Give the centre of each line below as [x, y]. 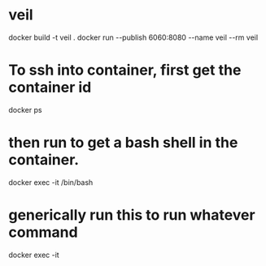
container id [50, 88]
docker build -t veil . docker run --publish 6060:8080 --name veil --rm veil [133, 37]
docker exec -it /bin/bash [51, 182]
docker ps [25, 109]
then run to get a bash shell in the [123, 143]
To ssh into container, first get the [125, 70]
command [44, 232]
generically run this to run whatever [132, 215]
